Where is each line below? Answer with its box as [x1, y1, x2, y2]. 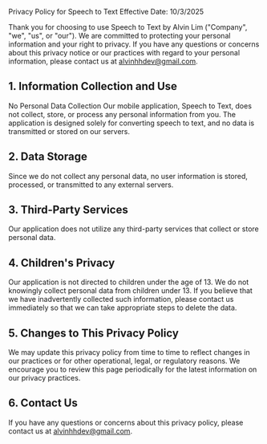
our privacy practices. [8, 373, 81, 383]
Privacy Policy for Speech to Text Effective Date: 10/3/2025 [8, 7, 204, 16]
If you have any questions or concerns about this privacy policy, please [8, 418, 244, 427]
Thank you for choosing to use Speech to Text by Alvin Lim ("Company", [8, 22, 248, 31]
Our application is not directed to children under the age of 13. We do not [8, 277, 249, 287]
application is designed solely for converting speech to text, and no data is [8, 118, 255, 128]
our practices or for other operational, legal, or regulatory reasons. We [8, 356, 241, 366]
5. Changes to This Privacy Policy [8, 326, 179, 340]
